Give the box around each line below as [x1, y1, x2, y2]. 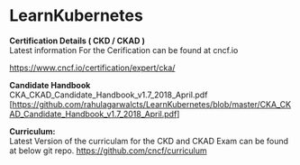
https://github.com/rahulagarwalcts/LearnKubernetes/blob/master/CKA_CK [12, 98, 291, 109]
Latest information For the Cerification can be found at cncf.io [9, 44, 239, 55]
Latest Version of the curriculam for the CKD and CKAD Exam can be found [9, 135, 289, 146]
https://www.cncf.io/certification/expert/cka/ [9, 62, 176, 73]
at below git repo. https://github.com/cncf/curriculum [9, 145, 207, 156]
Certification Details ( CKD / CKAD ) [9, 35, 146, 46]
